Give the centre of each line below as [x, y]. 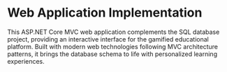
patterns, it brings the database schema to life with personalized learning [112, 54]
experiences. [26, 61]
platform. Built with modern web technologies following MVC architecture [113, 46]
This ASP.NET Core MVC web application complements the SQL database [113, 32]
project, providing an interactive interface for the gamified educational [108, 39]
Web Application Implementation [105, 13]
